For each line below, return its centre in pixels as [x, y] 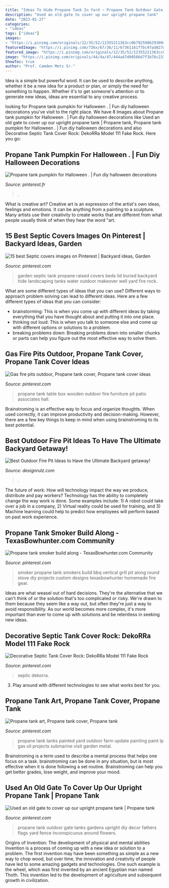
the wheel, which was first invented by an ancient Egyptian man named [79, 869]
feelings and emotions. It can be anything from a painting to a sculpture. [80, 209]
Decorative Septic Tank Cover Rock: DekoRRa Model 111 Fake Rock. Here [80, 133]
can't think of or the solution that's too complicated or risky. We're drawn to [83, 599]
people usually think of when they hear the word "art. [60, 220]
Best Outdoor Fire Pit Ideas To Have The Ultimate [83, 441]
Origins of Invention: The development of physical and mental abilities [77, 843]
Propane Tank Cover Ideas [47, 362]
